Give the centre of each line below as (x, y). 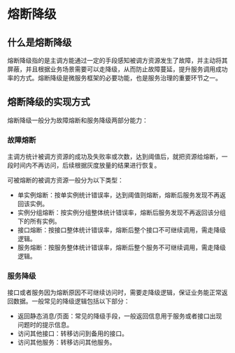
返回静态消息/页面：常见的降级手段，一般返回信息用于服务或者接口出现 (120, 316)
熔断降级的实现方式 (49, 102)
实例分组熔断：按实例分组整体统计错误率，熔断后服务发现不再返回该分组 (121, 212)
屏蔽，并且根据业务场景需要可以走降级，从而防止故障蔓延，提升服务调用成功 (117, 69)
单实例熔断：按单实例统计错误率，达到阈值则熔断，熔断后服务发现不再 (119, 195)
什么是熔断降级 (40, 42)
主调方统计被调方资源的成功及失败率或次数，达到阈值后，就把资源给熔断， (114, 157)
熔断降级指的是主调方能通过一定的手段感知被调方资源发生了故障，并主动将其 (117, 60)
